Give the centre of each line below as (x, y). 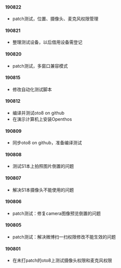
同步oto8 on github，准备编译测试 (47, 143)
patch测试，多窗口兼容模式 (40, 66)
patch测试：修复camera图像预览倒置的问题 (57, 213)
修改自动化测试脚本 (32, 89)
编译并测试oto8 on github (38, 113)
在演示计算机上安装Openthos (42, 119)
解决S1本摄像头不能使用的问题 (43, 190)
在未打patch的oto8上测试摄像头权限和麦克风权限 (62, 260)
